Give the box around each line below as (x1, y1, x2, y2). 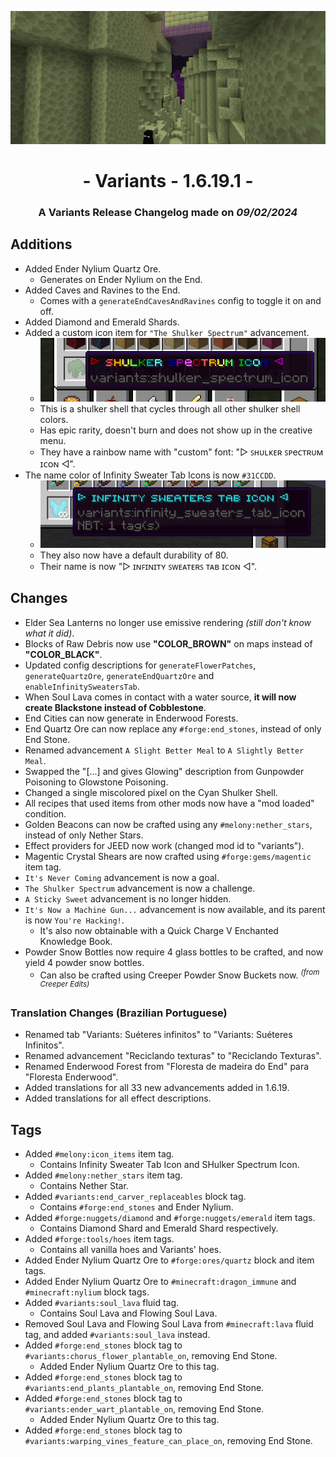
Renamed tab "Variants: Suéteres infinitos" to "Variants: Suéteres (24, 1029, 293, 1041)
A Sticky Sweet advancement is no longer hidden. (24, 892, 232, 905)
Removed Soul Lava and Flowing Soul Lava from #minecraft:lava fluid (24, 1318, 314, 1330)
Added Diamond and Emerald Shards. (24, 316, 180, 328)
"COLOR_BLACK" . (24, 648, 103, 660)
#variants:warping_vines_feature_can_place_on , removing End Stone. (24, 1435, 313, 1447)
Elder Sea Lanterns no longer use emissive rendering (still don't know (24, 616, 312, 628)
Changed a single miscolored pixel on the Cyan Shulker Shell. (24, 786, 278, 798)
